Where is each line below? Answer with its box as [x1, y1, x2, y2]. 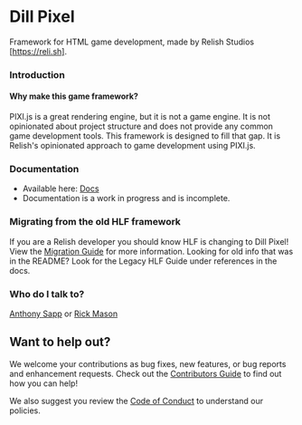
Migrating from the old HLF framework [9, 216, 181, 228]
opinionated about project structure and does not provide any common [9, 121, 274, 132]
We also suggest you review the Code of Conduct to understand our [9, 395, 264, 406]
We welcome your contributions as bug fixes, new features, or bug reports [9, 358, 287, 369]
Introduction [9, 68, 65, 81]
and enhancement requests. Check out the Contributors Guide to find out [9, 368, 282, 379]
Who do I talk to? [9, 287, 85, 300]
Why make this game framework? [9, 91, 138, 101]
